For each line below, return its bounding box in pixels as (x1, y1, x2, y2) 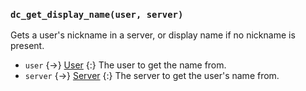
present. (10, 40, 45, 52)
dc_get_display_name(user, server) (10, 9, 184, 20)
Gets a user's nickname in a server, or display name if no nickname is (10, 29, 296, 41)
